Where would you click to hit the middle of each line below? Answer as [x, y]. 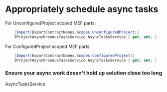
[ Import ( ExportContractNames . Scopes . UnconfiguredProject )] [77, 32]
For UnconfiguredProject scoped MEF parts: [51, 23]
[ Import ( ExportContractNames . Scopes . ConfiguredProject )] [75, 55]
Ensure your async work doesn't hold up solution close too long [84, 73]
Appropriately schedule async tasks [82, 9]
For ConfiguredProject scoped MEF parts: [48, 46]
